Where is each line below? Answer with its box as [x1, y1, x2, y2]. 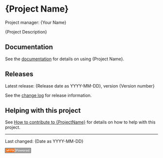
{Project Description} [5, 29, 48, 35]
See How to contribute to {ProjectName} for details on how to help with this [5, 119, 156, 125]
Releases [5, 70, 33, 78]
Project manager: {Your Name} [5, 19, 66, 25]
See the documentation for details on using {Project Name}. [5, 56, 125, 62]
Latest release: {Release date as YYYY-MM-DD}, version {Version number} [5, 83, 155, 88]
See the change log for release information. [5, 92, 92, 98]
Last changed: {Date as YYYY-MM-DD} [5, 139, 84, 144]
